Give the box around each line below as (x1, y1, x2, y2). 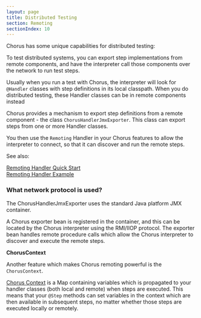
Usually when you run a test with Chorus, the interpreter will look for (6, 79, 177, 86)
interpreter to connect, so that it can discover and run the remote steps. (6, 141, 185, 148)
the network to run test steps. (6, 67, 80, 75)
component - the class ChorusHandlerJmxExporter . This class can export (6, 116, 186, 124)
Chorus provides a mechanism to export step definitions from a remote (6, 110, 183, 117)
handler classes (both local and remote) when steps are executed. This (6, 285, 183, 293)
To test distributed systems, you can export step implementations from (6, 54, 183, 61)
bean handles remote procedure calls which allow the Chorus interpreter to (6, 231, 194, 238)
